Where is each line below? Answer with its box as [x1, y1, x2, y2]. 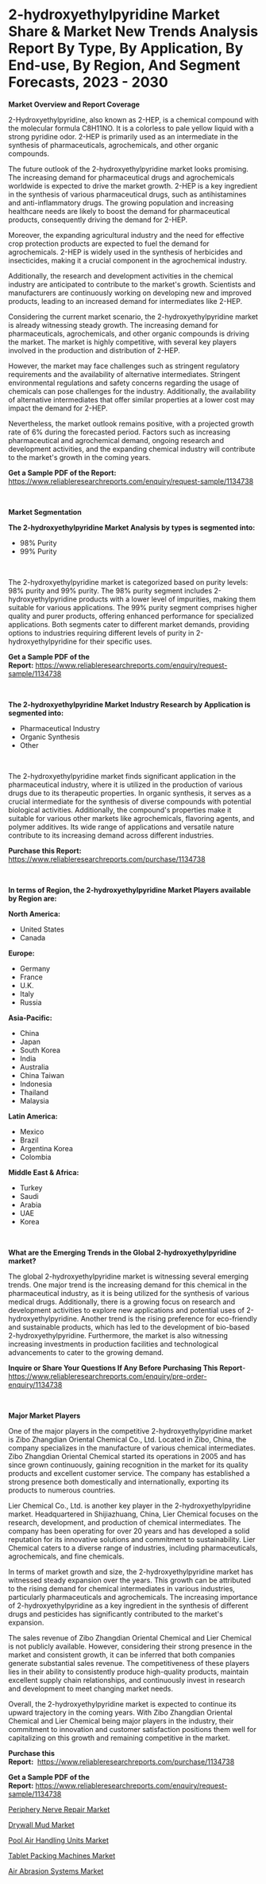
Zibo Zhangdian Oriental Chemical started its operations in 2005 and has [8, 1451, 246, 1461]
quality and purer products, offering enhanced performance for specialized [8, 611, 254, 621]
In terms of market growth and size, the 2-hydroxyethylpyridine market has [8, 1567, 254, 1576]
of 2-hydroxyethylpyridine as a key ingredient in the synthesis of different [8, 1601, 249, 1610]
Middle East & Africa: [8, 1167, 79, 1177]
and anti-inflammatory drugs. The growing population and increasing [8, 197, 234, 208]
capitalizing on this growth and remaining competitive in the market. [8, 1733, 230, 1742]
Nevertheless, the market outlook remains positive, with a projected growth [8, 418, 254, 428]
